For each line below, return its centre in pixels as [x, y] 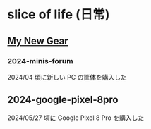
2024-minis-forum [40, 61]
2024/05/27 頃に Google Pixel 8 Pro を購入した [76, 118]
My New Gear [38, 41]
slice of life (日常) [59, 14]
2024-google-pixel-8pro [63, 100]
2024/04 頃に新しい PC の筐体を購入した [67, 77]
